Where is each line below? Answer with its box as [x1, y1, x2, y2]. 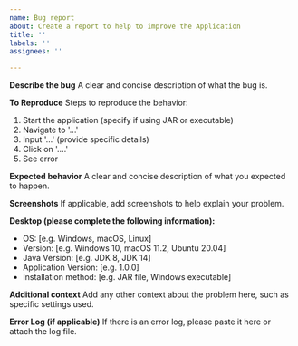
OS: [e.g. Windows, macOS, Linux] [22, 233, 152, 245]
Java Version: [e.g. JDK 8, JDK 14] [22, 253, 151, 264]
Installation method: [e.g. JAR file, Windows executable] [22, 272, 232, 283]
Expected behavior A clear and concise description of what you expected [9, 171, 286, 182]
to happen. [9, 180, 50, 191]
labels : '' [9, 38, 51, 48]
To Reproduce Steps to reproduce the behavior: [9, 97, 188, 109]
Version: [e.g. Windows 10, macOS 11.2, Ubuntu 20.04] [22, 243, 226, 254]
